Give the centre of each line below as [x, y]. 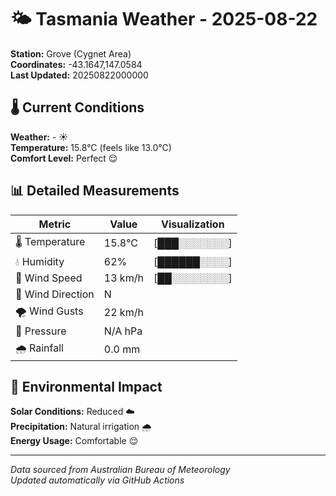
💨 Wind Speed [49, 278]
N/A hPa [123, 331]
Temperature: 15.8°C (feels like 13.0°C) [91, 147]
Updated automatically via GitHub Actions [97, 480]
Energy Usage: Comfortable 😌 [74, 441]
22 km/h [123, 313]
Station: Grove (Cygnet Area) [71, 53]
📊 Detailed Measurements [95, 191]
